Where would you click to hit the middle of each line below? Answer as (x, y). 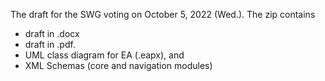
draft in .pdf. (50, 44)
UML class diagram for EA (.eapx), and (104, 55)
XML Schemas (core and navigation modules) (118, 65)
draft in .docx (52, 33)
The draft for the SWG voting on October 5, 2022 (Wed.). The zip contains (163, 14)
